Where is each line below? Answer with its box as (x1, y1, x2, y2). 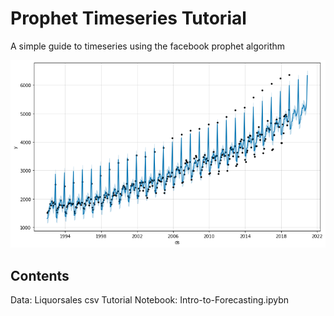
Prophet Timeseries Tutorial (10, 7, 247, 30)
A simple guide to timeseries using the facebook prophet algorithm (10, 40, 286, 52)
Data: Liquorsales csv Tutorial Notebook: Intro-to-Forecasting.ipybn (10, 294, 290, 306)
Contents (10, 267, 70, 284)
